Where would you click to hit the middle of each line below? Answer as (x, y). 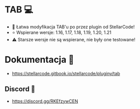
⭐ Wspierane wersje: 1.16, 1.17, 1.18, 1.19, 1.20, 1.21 (62, 32)
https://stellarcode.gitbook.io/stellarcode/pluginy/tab (66, 73)
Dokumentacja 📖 (39, 60)
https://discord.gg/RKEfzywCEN (45, 101)
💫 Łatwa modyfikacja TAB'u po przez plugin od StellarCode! (73, 27)
